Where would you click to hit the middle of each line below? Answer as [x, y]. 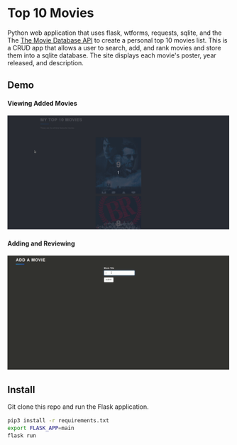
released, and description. [45, 62]
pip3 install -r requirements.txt [59, 421]
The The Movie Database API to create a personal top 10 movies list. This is [117, 40]
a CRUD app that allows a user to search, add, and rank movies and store [114, 48]
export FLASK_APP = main [41, 428]
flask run [22, 435]
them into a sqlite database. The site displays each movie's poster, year [112, 55]
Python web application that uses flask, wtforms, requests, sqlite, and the [115, 33]
